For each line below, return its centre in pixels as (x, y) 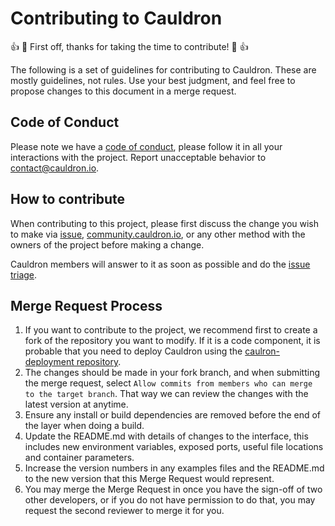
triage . (24, 274)
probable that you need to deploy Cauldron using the (133, 351)
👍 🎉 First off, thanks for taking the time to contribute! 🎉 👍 (129, 46)
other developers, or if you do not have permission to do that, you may (170, 500)
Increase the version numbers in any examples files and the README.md (174, 468)
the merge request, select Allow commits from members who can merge (168, 383)
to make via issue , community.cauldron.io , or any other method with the (158, 234)
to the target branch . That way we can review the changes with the (166, 394)
